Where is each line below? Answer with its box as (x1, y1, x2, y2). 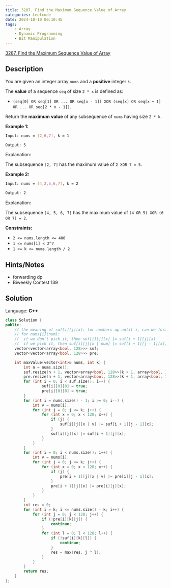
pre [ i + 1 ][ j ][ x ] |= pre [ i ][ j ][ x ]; (50, 483, 126, 488)
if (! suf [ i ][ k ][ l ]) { (50, 535, 97, 541)
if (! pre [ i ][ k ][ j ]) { (41, 517, 88, 522)
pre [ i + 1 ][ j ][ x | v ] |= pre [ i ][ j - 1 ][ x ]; (60, 474, 154, 479)
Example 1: (5, 123, 29, 129)
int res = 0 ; (23, 502, 51, 508)
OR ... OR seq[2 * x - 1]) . (12, 103, 71, 110)
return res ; (23, 569, 49, 574)
